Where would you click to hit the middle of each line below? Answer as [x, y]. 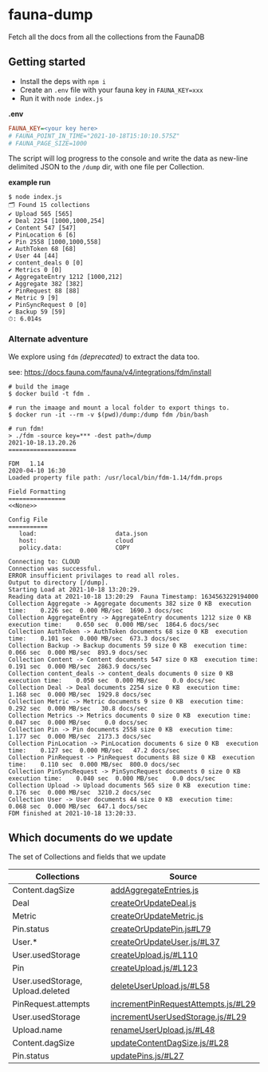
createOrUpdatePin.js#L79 [161, 929]
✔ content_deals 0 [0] [46, 263]
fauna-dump [51, 15]
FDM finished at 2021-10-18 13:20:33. [73, 813]
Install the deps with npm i [63, 81]
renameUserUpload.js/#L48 [163, 1030]
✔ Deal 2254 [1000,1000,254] [57, 221]
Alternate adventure [48, 339]
